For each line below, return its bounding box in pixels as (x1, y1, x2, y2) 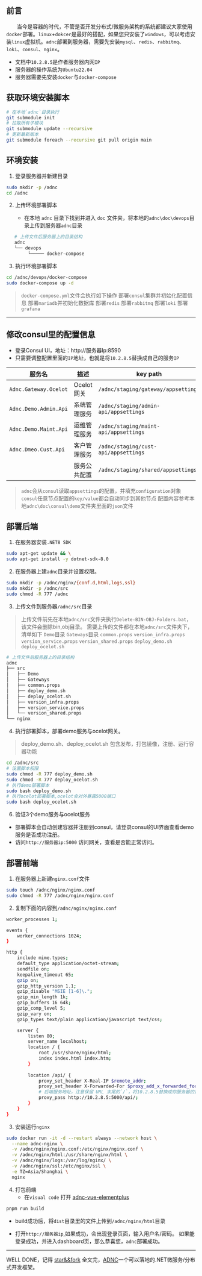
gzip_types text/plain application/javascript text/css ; (17, 1016, 163, 1022)
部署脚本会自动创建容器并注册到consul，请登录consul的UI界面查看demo (14, 824, 194, 831)
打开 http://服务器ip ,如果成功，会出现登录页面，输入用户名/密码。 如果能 (14, 1230, 195, 1237)
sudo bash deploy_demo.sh (6, 788, 71, 794)
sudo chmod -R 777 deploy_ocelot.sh (6, 777, 98, 783)
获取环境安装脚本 (6, 93, 70, 103)
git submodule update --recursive (6, 126, 93, 132)
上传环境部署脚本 (14, 201, 58, 209)
